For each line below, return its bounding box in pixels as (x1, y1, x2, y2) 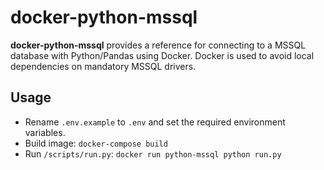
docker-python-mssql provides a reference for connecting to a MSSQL (10, 39, 307, 51)
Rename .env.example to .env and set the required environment (24, 116, 286, 128)
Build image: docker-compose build (24, 137, 168, 149)
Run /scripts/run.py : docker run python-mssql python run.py (24, 147, 282, 160)
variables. (24, 126, 66, 138)
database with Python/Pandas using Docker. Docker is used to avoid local (10, 49, 315, 61)
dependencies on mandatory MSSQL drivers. (10, 60, 197, 72)
